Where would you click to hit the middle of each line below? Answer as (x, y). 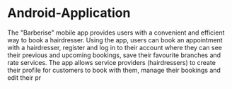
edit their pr (24, 77)
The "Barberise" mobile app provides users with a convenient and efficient (116, 32)
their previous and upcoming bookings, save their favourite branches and (114, 55)
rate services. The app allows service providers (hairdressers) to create (111, 62)
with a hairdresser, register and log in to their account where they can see (115, 47)
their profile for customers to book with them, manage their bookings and (114, 70)
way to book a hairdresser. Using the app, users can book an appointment (115, 40)
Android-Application (69, 13)
